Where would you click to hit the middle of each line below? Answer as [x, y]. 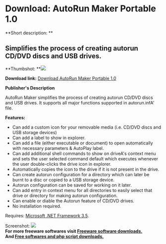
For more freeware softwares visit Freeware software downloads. [74, 231]
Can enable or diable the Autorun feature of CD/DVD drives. [73, 200]
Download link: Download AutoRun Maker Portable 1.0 [61, 78]
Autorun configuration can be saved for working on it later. [72, 185]
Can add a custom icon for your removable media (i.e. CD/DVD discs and [87, 127]
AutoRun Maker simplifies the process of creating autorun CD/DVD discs [79, 98]
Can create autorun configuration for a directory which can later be [81, 174]
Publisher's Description [30, 88]
